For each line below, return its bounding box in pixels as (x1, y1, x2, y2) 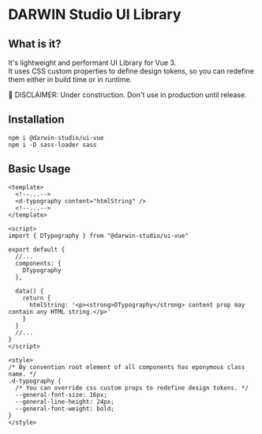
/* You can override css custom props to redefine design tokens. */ (15, 383, 249, 392)
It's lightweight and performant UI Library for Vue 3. (8, 58, 177, 67)
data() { (15, 287, 44, 295)
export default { (8, 245, 65, 254)
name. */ (8, 370, 37, 378)
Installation (8, 113, 65, 126)
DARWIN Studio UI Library (8, 6, 182, 24)
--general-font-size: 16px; (15, 391, 108, 398)
